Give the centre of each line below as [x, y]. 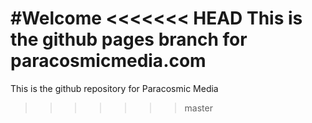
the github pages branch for [129, 39]
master [198, 108]
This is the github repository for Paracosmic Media [114, 88]
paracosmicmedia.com [108, 61]
